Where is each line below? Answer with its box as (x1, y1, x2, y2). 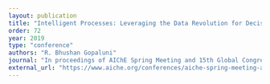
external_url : (8, 64, 56, 72)
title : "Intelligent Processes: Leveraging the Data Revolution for (8, 19, 243, 27)
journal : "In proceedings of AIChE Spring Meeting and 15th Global (8, 57, 239, 65)
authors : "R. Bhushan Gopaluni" (8, 49, 117, 57)
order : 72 (8, 26, 42, 34)
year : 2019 (8, 34, 45, 42)
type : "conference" (8, 42, 74, 50)
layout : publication (8, 11, 78, 20)
